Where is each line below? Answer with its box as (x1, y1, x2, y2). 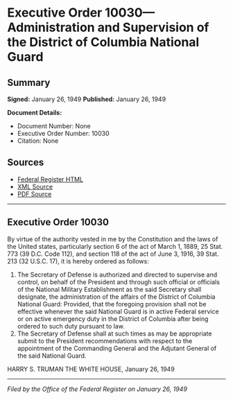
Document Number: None (17, 122, 92, 130)
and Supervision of (97, 19, 209, 35)
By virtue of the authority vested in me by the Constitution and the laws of (7, 234, 218, 243)
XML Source (17, 182, 53, 191)
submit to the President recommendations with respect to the (17, 336, 193, 345)
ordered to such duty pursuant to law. (17, 322, 125, 330)
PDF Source (17, 189, 52, 198)
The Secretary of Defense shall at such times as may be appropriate (17, 329, 212, 338)
